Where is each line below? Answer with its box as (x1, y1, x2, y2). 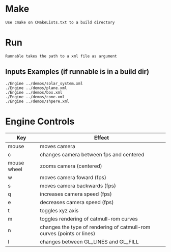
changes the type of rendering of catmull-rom (40, 223, 151, 231)
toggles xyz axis (40, 207, 79, 214)
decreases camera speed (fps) (40, 199, 114, 206)
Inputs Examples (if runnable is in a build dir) (5, 67, 149, 76)
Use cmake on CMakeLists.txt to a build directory (5, 20, 115, 25)
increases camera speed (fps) (40, 190, 112, 198)
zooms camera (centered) (40, 162, 103, 170)
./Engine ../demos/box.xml (5, 90, 63, 95)
